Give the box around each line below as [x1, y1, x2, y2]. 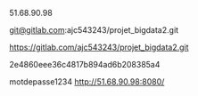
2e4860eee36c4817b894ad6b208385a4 [9, 60, 161, 69]
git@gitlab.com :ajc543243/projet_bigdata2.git [9, 25, 179, 35]
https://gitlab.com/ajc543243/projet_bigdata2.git [9, 42, 189, 52]
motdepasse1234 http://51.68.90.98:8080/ [9, 76, 165, 87]
